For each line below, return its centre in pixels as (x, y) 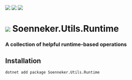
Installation (23, 61)
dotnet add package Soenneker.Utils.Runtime (52, 72)
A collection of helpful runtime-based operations (66, 44)
